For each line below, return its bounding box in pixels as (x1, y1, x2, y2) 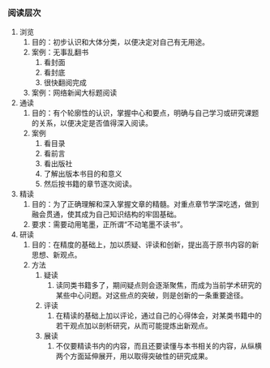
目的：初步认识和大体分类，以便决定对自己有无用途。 (31, 37, 210, 47)
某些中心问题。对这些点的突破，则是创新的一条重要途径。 (55, 290, 248, 301)
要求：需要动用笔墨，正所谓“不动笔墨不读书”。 (31, 220, 187, 229)
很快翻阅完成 (43, 78, 87, 88)
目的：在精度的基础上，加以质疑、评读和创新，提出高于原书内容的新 (31, 240, 259, 250)
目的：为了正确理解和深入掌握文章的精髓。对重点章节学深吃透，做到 (31, 199, 259, 209)
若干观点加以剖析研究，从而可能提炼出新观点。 (55, 321, 212, 331)
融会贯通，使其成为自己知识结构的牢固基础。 (31, 209, 182, 220)
